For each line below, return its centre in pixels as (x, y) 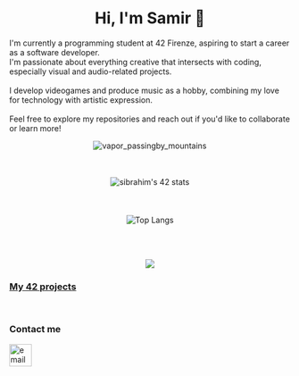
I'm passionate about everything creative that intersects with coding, (135, 62)
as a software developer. (54, 52)
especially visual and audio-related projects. (91, 71)
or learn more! (35, 128)
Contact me (35, 330)
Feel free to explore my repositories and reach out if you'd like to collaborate (149, 119)
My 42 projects (43, 287)
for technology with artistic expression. (81, 100)
